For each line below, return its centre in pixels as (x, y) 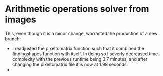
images (21, 20)
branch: (13, 39)
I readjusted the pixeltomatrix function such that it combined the (78, 48)
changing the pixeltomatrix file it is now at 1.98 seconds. (70, 64)
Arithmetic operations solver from (77, 9)
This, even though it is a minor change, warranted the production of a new (81, 33)
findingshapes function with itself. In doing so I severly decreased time (85, 54)
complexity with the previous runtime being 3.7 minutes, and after (80, 59)
